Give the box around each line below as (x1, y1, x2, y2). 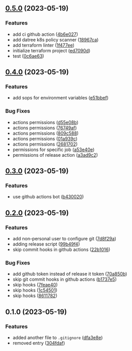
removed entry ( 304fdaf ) (12, 340, 65, 346)
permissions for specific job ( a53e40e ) (12, 146, 95, 153)
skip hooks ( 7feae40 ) (12, 282, 58, 288)
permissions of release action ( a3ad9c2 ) (12, 152, 98, 158)
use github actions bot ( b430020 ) (12, 194, 84, 200)
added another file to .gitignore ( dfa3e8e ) (12, 335, 103, 341)
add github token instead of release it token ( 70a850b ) (12, 271, 127, 277)
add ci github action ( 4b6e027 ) (12, 31, 78, 37)
